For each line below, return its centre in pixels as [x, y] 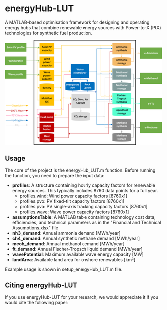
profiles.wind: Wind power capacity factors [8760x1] [74, 196]
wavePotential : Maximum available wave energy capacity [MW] [78, 254]
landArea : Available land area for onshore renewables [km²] [74, 260]
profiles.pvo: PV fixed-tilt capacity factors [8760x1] [72, 201]
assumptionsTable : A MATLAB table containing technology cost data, [84, 217]
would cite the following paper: [37, 303]
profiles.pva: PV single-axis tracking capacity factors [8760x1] [83, 207]
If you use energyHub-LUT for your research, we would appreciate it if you [82, 297]
